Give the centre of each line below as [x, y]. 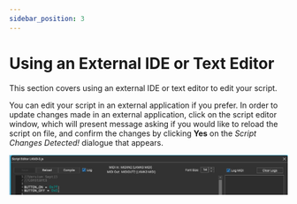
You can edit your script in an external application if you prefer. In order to [144, 105]
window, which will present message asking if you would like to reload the [144, 124]
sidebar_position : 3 [47, 19]
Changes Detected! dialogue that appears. [86, 142]
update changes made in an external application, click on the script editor [143, 114]
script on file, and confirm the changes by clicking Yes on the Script [133, 133]
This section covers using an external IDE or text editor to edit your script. [143, 87]
